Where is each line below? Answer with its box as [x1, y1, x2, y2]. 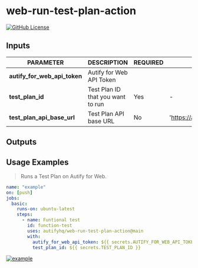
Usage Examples [6, 157, 69, 167]
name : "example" [6, 184, 46, 190]
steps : [16, 211, 33, 218]
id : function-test [27, 223, 72, 228]
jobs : [6, 195, 19, 201]
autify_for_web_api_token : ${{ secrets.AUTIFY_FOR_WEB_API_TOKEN [32, 239, 196, 245]
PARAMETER [27, 58, 64, 66]
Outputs [6, 137, 37, 147]
